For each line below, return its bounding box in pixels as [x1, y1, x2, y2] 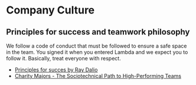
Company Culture [6, 4, 95, 17]
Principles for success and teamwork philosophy [6, 27, 190, 37]
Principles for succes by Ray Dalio [14, 66, 98, 73]
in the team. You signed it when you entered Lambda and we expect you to [6, 49, 188, 56]
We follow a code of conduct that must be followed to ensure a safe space [6, 42, 187, 49]
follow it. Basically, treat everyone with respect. [6, 55, 121, 62]
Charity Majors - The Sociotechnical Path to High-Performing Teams [14, 73, 182, 79]
